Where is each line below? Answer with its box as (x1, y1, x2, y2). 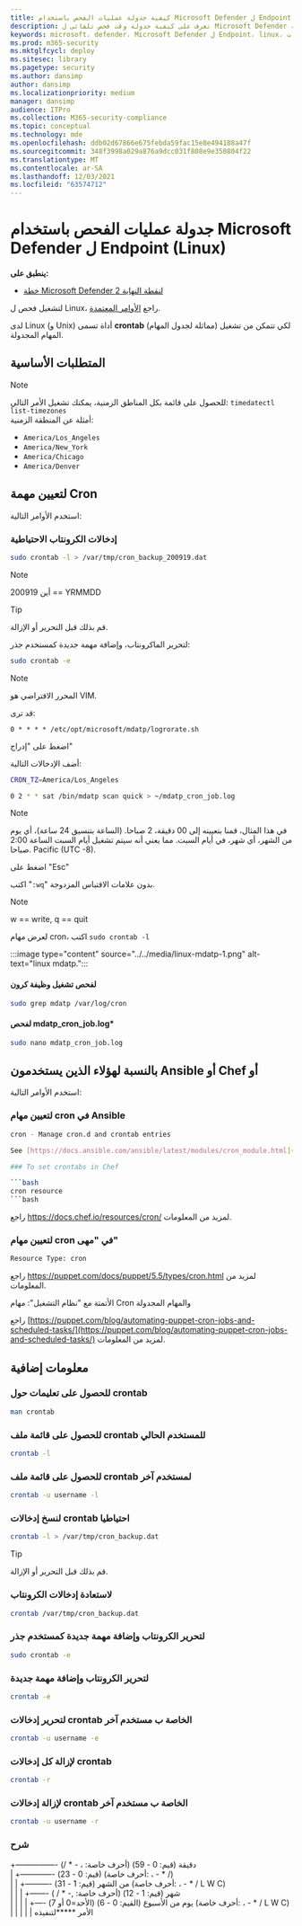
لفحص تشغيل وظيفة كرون (10, 979, 97, 990)
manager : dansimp (10, 96, 75, 106)
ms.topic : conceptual (10, 122, 91, 131)
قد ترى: (10, 707, 36, 718)
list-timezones (10, 406, 67, 415)
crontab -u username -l (10, 1491, 99, 1500)
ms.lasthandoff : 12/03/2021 (10, 172, 116, 181)
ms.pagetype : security (10, 64, 95, 73)
